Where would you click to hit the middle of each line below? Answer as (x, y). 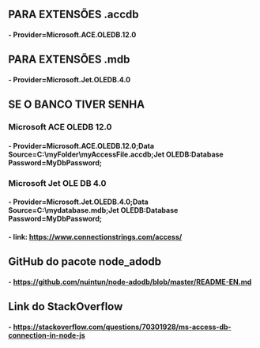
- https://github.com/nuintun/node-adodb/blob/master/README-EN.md (130, 282)
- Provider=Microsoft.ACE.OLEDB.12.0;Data (81, 146)
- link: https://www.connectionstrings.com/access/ (95, 236)
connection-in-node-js (47, 335)
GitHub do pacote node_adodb (85, 262)
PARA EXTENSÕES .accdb (73, 15)
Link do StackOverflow (66, 306)
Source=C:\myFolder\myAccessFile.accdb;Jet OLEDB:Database (116, 154)
